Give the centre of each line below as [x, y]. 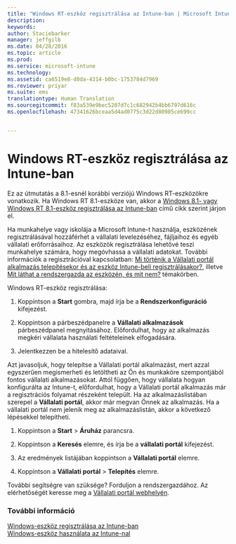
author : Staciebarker [39, 33]
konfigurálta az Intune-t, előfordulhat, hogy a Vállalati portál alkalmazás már [117, 387]
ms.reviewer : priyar [38, 86]
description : [26, 20]
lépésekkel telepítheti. [39, 417]
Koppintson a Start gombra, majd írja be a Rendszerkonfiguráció [112, 301]
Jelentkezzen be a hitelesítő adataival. [73, 351]
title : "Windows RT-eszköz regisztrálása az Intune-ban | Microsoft [110, 14]
